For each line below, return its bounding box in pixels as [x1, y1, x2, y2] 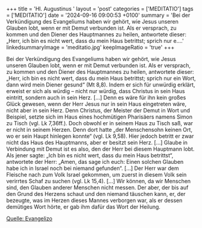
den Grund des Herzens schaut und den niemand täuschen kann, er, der [6, 191, 186, 197]
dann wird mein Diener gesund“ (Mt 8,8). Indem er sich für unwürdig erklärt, [6, 81, 195, 88]
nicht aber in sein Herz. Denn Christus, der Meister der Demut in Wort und [6, 107, 191, 114]
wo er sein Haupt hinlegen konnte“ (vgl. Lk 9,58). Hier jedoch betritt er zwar [6, 132, 194, 140]
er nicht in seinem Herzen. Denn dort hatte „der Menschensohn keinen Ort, [6, 126, 193, 133]
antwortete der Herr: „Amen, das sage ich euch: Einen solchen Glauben [6, 158, 184, 165]
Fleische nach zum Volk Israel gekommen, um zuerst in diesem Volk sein [6, 171, 187, 178]
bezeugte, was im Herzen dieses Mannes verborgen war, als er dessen [6, 197, 183, 204]
